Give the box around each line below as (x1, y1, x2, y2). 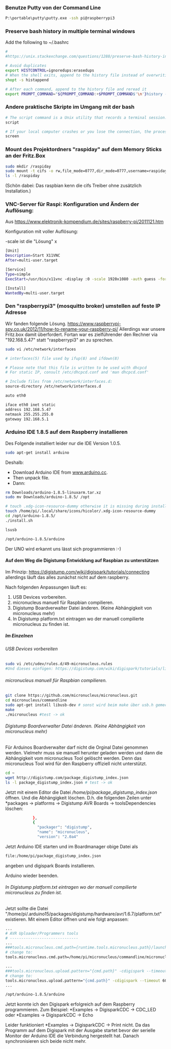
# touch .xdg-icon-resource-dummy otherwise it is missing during (5, 504, 149, 509)
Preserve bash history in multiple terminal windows (5, 28, 135, 35)
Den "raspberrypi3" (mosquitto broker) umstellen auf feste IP (5, 303, 161, 310)
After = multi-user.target (5, 258, 58, 263)
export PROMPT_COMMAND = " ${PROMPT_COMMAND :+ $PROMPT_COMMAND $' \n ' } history (5, 91, 163, 96)
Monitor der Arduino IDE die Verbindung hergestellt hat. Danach (5, 1033, 139, 1039)
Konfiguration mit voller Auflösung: (5, 229, 78, 235)
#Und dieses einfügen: (5, 666, 53, 671)
